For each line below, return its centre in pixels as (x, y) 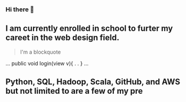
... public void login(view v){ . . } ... (47, 63)
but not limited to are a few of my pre (74, 91)
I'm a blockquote (40, 52)
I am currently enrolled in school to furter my (89, 29)
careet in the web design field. (62, 38)
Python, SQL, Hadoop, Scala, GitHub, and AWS (93, 82)
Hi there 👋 (20, 9)
